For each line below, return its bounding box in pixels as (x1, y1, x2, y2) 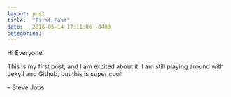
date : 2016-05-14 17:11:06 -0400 (7, 23, 111, 30)
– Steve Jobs (7, 83, 45, 91)
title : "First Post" (7, 17, 71, 24)
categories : (7, 29, 42, 37)
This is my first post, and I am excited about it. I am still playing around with (7, 62, 224, 70)
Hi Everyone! (7, 49, 44, 57)
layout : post (7, 10, 45, 17)
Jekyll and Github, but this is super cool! (7, 70, 124, 78)
